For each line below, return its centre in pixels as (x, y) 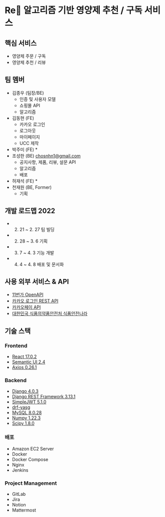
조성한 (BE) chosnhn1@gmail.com (46, 156)
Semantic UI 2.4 (29, 362)
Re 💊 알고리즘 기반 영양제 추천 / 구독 (73, 10)
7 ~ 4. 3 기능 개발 (37, 253)
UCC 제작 (29, 143)
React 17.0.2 (24, 357)
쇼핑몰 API (30, 105)
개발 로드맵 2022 (30, 211)
